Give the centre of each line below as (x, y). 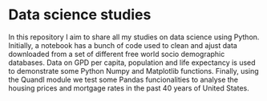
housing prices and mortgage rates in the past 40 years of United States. (129, 88)
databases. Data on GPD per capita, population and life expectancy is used (132, 63)
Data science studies (80, 15)
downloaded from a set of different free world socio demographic (117, 54)
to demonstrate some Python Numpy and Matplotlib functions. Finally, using (133, 71)
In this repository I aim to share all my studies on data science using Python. (134, 37)
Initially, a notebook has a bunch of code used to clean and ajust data (123, 45)
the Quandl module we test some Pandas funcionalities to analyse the (123, 79)
